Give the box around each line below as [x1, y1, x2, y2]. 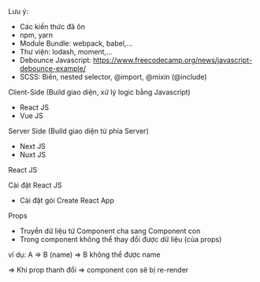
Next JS [19, 142, 46, 150]
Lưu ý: [8, 7, 29, 16]
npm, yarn [19, 31, 54, 39]
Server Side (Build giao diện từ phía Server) [8, 126, 149, 135]
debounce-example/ [19, 64, 87, 73]
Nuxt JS [19, 150, 46, 159]
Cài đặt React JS [8, 180, 62, 190]
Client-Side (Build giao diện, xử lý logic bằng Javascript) [8, 87, 191, 97]
